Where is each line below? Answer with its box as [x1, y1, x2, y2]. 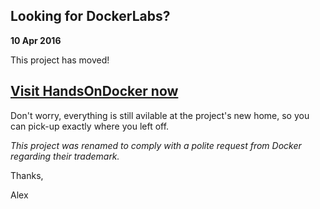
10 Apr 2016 [10, 34, 62, 46]
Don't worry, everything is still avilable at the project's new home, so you [10, 109, 310, 121]
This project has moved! [10, 54, 110, 66]
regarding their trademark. [10, 150, 120, 162]
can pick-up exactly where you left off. [10, 120, 170, 132]
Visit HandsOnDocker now [10, 83, 179, 100]
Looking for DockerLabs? [10, 8, 171, 25]
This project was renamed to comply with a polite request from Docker [10, 139, 302, 151]
